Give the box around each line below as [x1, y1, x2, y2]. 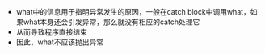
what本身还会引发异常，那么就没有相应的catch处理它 [23, 17, 200, 27]
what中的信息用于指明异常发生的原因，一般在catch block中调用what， [15, 7, 250, 16]
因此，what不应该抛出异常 [15, 37, 103, 47]
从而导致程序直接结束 [15, 27, 87, 36]
